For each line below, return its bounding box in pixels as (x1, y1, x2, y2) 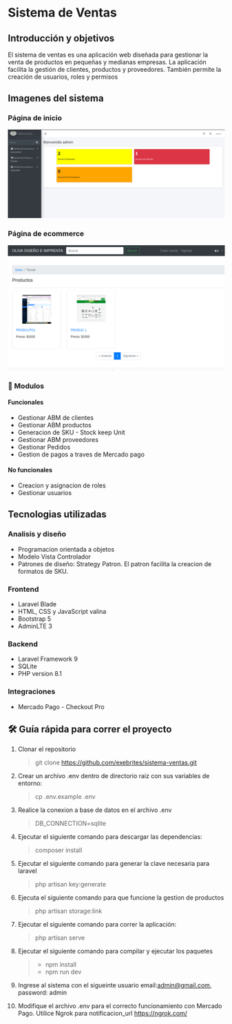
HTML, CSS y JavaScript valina (17, 607, 107, 615)
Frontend (8, 584, 39, 594)
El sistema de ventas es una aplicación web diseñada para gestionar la (8, 50, 209, 59)
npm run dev (45, 968, 82, 976)
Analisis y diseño (8, 530, 66, 539)
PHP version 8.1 (17, 670, 63, 678)
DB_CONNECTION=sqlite (34, 820, 107, 828)
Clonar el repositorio (17, 745, 76, 753)
